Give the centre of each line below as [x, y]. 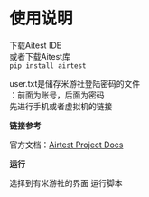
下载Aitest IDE [35, 45]
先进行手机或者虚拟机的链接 [61, 106]
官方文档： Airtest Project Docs [66, 145]
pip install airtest [48, 66]
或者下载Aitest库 [40, 56]
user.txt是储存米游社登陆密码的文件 [75, 83]
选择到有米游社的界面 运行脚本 [66, 183]
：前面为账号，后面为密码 [57, 95]
